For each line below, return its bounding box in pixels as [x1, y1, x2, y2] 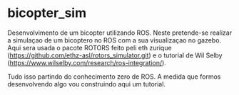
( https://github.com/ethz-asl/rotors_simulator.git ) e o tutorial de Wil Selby [7, 51, 223, 60]
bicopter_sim [7, 5, 87, 21]
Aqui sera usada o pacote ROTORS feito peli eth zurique [7, 43, 173, 52]
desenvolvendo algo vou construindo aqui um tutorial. [7, 79, 166, 88]
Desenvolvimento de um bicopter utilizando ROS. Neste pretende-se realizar [7, 28, 233, 37]
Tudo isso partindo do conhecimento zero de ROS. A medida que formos [7, 72, 221, 81]
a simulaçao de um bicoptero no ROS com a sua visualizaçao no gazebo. [7, 35, 222, 44]
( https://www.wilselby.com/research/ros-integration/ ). [7, 58, 166, 67]
